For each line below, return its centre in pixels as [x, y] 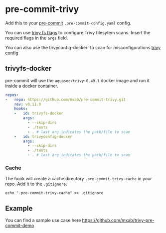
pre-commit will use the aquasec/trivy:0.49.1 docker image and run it [77, 80]
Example [19, 208]
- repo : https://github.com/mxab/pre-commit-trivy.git [66, 100]
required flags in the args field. [37, 38]
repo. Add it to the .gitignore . [36, 184]
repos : [12, 95]
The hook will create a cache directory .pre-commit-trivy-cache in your [79, 179]
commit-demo [20, 226]
